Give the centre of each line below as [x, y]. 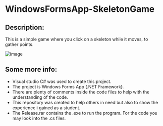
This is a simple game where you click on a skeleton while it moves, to [77, 39]
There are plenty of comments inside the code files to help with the [81, 92]
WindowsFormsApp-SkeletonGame [80, 9]
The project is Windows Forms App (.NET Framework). [68, 86]
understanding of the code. [40, 97]
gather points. [19, 44]
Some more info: [31, 69]
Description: [25, 27]
